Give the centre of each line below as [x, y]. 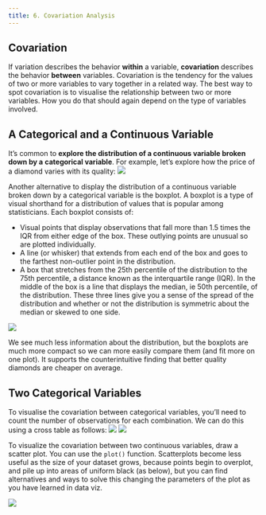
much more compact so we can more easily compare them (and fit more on [132, 351]
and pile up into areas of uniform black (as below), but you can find [118, 471]
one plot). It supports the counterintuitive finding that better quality [118, 360]
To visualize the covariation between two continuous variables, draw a [123, 446]
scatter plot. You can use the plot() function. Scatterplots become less [125, 454]
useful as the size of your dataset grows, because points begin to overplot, [131, 462]
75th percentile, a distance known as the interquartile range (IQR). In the [138, 279]
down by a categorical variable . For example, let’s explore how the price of [132, 162]
